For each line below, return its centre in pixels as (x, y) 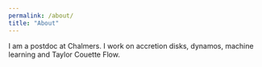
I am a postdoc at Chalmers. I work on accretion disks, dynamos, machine (131, 45)
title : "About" (34, 23)
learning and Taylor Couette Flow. (64, 54)
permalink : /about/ (41, 16)
